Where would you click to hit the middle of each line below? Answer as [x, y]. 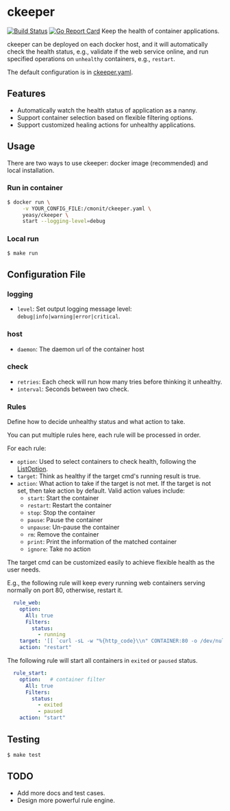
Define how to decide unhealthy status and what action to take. [96, 422]
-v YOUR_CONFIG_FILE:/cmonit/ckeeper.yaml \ [87, 209]
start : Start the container [63, 498]
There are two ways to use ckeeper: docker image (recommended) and [108, 163]
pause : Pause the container [65, 520]
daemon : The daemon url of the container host [81, 349]
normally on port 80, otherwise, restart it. [65, 590]
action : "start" [43, 718]
